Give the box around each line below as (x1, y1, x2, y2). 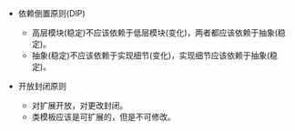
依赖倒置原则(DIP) (17, 8, 86, 18)
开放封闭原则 (17, 81, 66, 91)
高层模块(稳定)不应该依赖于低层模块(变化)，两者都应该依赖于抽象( (31, 27, 279, 38)
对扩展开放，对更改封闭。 (31, 100, 128, 111)
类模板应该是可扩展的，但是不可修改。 (31, 112, 176, 122)
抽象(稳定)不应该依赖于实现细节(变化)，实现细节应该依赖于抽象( (31, 50, 270, 61)
